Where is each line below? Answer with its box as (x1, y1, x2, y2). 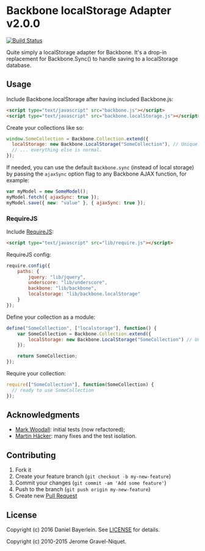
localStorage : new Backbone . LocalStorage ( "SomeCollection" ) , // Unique (12, 141, 198, 148)
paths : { (17, 268, 40, 274)
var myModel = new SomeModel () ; (6, 188, 88, 194)
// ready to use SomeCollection (12, 387, 95, 393)
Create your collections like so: (6, 124, 84, 131)
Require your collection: (6, 370, 66, 377)
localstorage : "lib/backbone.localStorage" (28, 291, 140, 297)
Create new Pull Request (15, 492, 77, 500)
